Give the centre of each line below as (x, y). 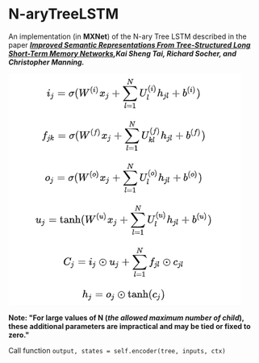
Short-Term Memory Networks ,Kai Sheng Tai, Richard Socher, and (122, 53)
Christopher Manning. (46, 62)
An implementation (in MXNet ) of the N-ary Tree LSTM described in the (128, 36)
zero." (19, 335)
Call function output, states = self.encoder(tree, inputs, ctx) (117, 350)
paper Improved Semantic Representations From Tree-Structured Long (129, 44)
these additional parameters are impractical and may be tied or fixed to (129, 326)
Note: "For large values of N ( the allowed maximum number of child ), (126, 317)
